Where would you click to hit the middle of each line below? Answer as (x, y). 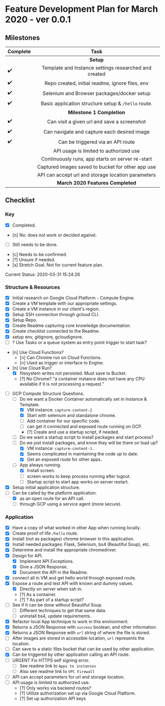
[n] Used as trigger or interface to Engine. (62, 362)
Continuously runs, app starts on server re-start (96, 159)
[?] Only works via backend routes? (55, 688)
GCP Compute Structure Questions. (48, 393)
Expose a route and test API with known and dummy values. (73, 583)
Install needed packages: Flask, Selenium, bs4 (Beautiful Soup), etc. (81, 545)
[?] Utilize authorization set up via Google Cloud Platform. (78, 693)
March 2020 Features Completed (96, 183)
